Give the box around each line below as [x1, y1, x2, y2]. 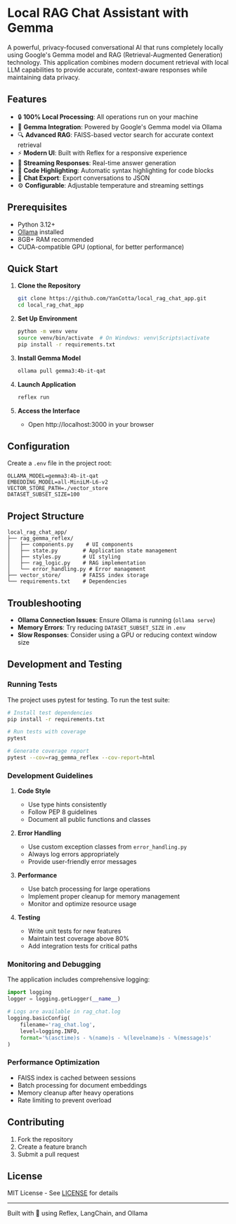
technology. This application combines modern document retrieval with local [7, 58, 229, 66]
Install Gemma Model [17, 354, 81, 362]
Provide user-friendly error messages [27, 858, 137, 866]
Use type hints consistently [27, 800, 107, 809]
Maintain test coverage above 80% [27, 934, 130, 943]
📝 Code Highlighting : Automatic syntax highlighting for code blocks [17, 166, 214, 174]
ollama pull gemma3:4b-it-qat [17, 367, 107, 374]
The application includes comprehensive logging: [7, 975, 150, 984]
